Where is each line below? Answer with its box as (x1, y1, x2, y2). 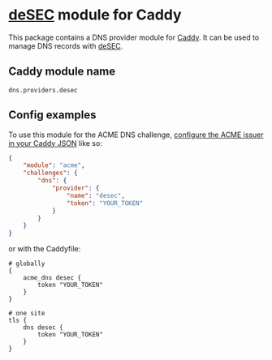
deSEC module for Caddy (8, 6, 182, 24)
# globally (8, 259, 45, 268)
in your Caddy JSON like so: (8, 138, 103, 148)
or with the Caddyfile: (8, 244, 81, 254)
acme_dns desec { (23, 274, 82, 282)
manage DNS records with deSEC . (8, 41, 123, 50)
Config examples (8, 108, 97, 122)
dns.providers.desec (8, 86, 79, 94)
